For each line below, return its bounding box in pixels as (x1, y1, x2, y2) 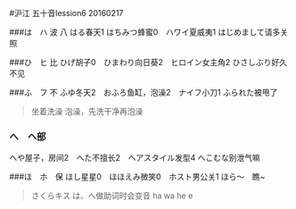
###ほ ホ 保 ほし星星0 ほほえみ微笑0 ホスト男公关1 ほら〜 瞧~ (9, 171, 266, 182)
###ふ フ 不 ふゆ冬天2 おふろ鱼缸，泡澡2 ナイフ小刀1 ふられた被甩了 (9, 88, 278, 97)
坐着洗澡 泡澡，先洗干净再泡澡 (30, 106, 144, 116)
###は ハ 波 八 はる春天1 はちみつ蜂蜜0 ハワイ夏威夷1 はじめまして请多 (9, 27, 281, 38)
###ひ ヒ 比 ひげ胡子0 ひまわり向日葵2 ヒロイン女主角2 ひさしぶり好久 (9, 57, 288, 67)
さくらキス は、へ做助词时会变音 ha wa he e (30, 190, 193, 201)
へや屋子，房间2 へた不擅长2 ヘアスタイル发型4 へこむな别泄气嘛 (9, 153, 261, 163)
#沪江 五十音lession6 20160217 (9, 8, 124, 18)
